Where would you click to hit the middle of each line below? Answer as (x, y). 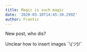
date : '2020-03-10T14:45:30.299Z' (41, 15)
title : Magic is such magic (35, 10)
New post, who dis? (26, 34)
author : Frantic (22, 19)
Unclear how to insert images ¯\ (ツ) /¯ (44, 44)
